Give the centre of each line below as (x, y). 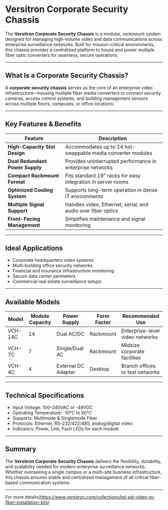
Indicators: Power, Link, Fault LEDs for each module (65, 429)
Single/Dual (70, 349)
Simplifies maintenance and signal (105, 219)
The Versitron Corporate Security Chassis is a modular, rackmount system (83, 34)
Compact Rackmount (33, 176)
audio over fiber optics (91, 211)
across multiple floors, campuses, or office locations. (60, 103)
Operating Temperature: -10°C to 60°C (52, 413)
